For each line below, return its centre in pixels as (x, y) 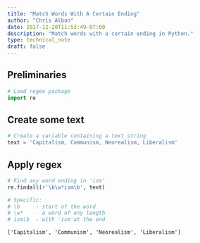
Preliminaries (37, 75)
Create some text (46, 119)
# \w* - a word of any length (56, 213)
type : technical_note (39, 40)
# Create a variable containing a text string (77, 136)
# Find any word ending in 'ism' (56, 180)
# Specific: (25, 200)
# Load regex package (39, 91)
